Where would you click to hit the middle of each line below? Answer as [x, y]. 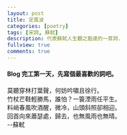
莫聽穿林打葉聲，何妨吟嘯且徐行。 [55, 91]
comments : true [29, 52]
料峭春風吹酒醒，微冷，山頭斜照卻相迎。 [64, 108]
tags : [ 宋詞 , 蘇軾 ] [33, 32]
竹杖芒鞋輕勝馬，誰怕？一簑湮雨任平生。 [64, 99]
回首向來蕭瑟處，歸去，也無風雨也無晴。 [64, 116]
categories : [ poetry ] [38, 26]
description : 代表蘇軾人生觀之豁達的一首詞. [64, 39]
